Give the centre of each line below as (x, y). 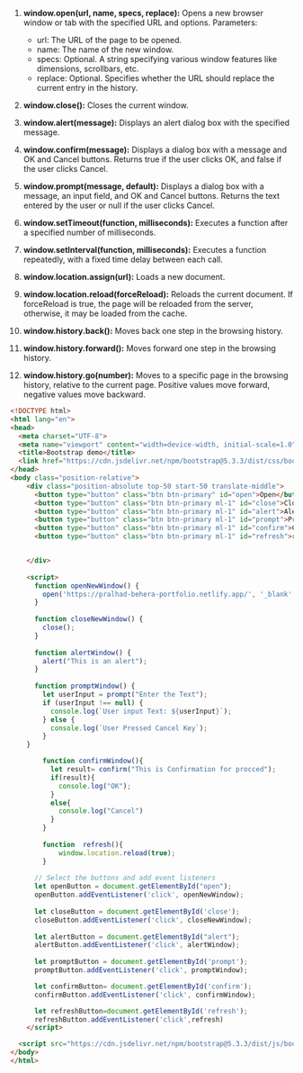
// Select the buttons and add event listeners (125, 878)
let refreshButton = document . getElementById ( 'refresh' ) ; (141, 1011)
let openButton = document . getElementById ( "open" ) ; (133, 887)
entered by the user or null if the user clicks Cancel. (119, 205)
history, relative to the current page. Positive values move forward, (147, 385)
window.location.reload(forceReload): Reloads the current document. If (158, 294)
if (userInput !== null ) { (93, 703)
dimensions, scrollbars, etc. (88, 68)
